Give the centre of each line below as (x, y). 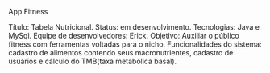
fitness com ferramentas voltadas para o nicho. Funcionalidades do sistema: (135, 44)
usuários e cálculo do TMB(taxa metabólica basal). (93, 61)
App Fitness (28, 12)
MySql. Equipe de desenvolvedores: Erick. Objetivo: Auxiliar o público (124, 36)
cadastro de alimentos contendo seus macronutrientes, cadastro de (121, 53)
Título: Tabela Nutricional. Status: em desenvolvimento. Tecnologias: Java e (134, 27)
